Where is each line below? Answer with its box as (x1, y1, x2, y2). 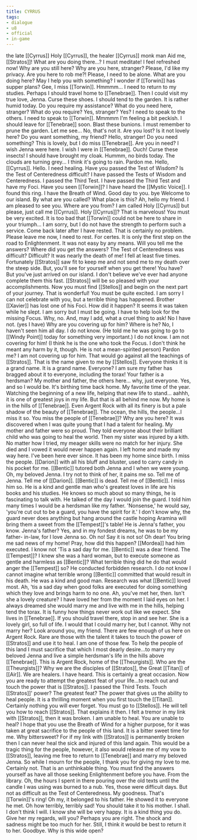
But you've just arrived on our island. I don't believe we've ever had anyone (6, 271, 188, 278)
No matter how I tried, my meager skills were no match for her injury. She (6, 439, 183, 446)
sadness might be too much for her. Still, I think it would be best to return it (6, 821, 186, 828)
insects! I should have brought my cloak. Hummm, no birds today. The (6, 152, 175, 159)
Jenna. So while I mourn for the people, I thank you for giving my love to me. (6, 758, 191, 765)
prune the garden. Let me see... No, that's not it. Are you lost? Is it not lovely (6, 127, 190, 134)
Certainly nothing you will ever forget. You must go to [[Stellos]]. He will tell (6, 702, 188, 709)
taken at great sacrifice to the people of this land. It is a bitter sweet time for (6, 727, 189, 734)
